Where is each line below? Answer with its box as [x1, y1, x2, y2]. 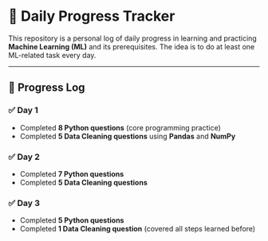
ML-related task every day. [8, 50, 97, 60]
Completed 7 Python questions [19, 169, 124, 178]
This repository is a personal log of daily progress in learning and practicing [8, 33, 257, 43]
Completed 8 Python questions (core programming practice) [19, 122, 222, 132]
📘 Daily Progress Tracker [8, 7, 175, 25]
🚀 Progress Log [8, 81, 85, 95]
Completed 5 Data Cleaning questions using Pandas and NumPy [19, 131, 236, 141]
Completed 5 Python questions [19, 216, 124, 225]
